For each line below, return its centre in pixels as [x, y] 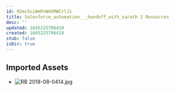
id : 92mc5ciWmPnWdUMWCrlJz [39, 11]
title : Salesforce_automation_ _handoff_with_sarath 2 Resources [87, 17]
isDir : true [21, 44]
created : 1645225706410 [35, 33]
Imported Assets [37, 68]
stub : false [21, 38]
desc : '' [17, 22]
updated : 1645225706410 [35, 28]
